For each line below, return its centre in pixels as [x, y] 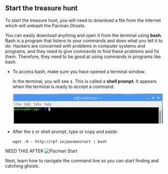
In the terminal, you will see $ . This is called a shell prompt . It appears [84, 81]
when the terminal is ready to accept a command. [63, 86]
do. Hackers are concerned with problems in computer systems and [75, 46]
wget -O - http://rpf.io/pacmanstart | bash [59, 141]
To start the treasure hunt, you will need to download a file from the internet [83, 20]
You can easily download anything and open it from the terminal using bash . [84, 35]
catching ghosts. [22, 166]
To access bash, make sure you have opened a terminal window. [79, 71]
